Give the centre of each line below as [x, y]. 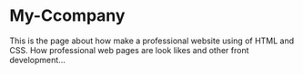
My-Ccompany [67, 16]
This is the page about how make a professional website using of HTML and [152, 41]
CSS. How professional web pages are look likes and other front [129, 50]
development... [37, 60]
